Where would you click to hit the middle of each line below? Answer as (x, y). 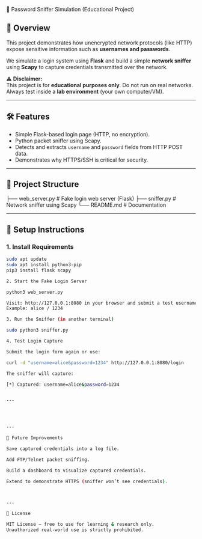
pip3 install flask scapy (38, 270)
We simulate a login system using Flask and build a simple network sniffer (99, 61)
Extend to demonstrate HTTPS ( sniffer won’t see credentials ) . (87, 481)
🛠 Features (28, 117)
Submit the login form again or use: (54, 352)
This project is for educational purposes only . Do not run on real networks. (100, 85)
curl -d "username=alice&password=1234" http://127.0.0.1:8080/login (95, 363)
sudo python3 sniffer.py (37, 330)
